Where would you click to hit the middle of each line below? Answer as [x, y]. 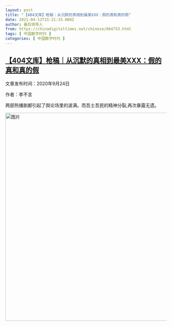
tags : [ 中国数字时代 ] [28, 34]
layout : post [19, 10]
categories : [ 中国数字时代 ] [35, 39]
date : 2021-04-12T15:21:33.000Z [40, 19]
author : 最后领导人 [24, 24]
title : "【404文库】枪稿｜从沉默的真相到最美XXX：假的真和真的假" [68, 15]
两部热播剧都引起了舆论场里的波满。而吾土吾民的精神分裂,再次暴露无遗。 [82, 105]
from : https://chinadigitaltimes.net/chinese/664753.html [68, 29]
